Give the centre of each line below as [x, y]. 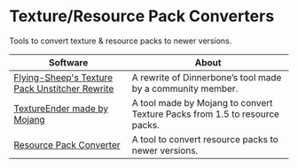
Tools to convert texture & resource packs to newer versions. [121, 41]
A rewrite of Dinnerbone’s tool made [207, 77]
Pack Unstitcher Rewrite [64, 88]
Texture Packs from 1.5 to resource [205, 114]
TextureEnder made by [61, 108]
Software [68, 62]
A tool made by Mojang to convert [202, 103]
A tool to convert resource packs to [205, 139]
